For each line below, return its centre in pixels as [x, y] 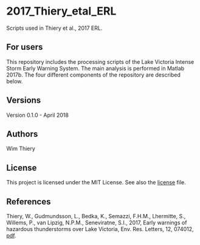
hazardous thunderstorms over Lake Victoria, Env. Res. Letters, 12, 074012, [100, 229]
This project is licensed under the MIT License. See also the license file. [96, 182]
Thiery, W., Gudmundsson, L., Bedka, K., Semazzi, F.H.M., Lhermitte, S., [96, 216]
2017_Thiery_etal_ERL [61, 11]
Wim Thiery [21, 149]
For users [25, 47]
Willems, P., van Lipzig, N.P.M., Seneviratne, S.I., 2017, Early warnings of [97, 223]
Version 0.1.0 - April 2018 [37, 115]
